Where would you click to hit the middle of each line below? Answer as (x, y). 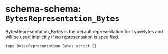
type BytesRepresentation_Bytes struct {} (51, 46)
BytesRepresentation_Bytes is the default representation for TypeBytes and (84, 31)
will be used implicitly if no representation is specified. (62, 37)
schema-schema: (43, 9)
